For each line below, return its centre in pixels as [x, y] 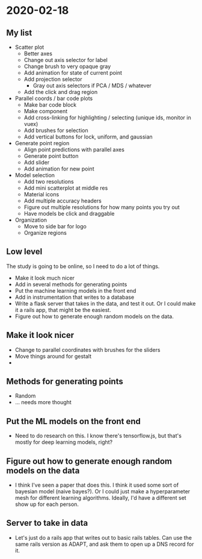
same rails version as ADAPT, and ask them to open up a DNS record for [104, 544]
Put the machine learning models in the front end [75, 290]
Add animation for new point [59, 169]
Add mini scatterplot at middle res [66, 188]
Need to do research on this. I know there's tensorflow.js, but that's [98, 436]
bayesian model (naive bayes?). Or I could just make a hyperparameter [103, 492]
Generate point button [51, 156]
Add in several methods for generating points [71, 284]
